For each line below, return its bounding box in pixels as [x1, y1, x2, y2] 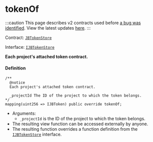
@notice [9, 80, 26, 85]
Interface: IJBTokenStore [5, 44, 55, 50]
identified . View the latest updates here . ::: [5, 25, 91, 31]
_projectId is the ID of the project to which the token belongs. [19, 116, 146, 122]
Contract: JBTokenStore [5, 35, 52, 40]
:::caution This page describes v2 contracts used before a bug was [5, 20, 141, 26]
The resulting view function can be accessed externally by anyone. [12, 121, 149, 127]
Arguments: [12, 110, 36, 116]
